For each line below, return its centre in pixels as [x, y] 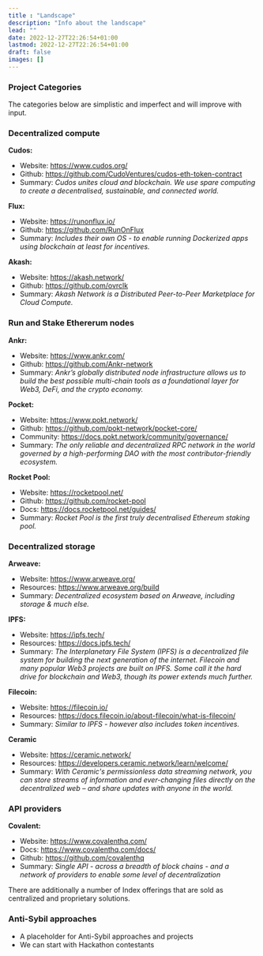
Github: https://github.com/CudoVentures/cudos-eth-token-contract [131, 174]
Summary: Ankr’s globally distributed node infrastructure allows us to [133, 372]
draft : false [30, 52]
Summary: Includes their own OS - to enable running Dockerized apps [134, 239]
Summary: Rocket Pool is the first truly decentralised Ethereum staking [135, 518]
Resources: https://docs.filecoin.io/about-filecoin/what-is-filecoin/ [128, 716]
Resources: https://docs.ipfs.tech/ [75, 643]
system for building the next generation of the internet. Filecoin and [130, 660]
